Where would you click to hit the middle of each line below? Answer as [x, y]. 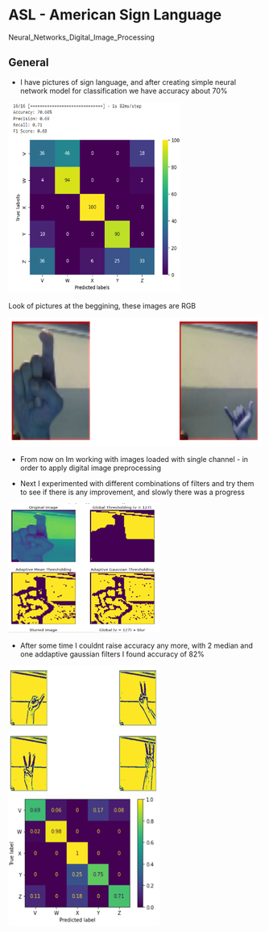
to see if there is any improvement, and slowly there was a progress [132, 492]
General [29, 63]
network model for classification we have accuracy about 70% [124, 90]
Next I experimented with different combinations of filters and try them [137, 483]
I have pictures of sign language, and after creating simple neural [128, 82]
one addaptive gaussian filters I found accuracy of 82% [112, 654]
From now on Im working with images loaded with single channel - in [134, 459]
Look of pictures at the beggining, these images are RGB [102, 305]
